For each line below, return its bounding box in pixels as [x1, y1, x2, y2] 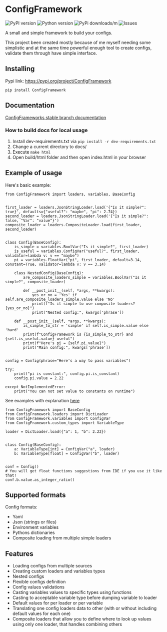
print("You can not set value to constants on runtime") [14, 389, 135, 394]
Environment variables [12, 524, 59, 530]
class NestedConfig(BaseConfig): [14, 270, 84, 276]
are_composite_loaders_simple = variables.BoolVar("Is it [23, 275, 146, 280]
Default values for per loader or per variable [12, 600, 103, 606]
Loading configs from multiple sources [12, 563, 92, 569]
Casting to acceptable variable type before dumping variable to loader [12, 594, 157, 601]
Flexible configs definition [12, 579, 66, 585]
